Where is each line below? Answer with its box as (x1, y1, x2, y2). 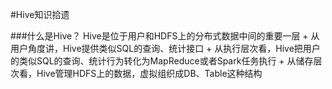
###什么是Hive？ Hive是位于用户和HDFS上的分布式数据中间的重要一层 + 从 (10, 30, 320, 42)
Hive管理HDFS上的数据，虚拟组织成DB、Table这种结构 (36, 68, 263, 79)
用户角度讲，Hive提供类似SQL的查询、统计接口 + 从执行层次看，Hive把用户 (10, 43, 321, 54)
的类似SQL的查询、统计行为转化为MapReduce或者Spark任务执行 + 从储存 (10, 55, 314, 67)
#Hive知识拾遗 (10, 9, 70, 20)
